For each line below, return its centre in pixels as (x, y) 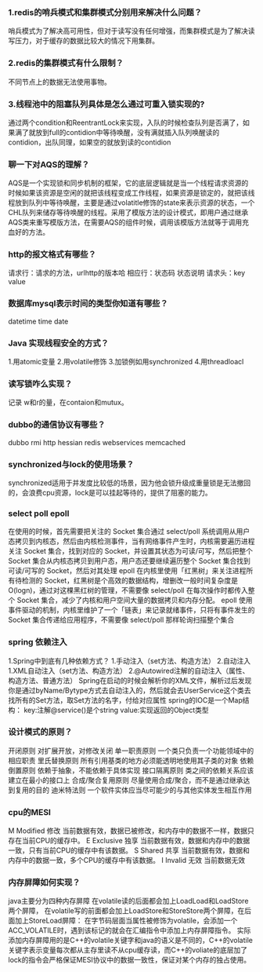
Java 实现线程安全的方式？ (59, 343)
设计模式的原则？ (40, 732)
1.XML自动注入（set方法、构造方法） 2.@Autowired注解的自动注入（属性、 (129, 671)
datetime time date (38, 321)
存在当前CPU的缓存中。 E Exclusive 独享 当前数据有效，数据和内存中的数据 (129, 841)
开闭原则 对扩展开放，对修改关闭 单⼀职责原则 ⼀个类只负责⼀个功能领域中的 (131, 751)
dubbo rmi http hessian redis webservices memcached (97, 442)
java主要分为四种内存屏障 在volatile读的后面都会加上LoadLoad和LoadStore (128, 901)
